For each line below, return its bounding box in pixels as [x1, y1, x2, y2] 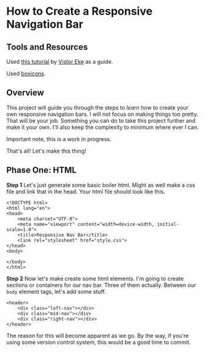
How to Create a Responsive [6, 4, 153, 18]
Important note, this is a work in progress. [6, 135, 112, 142]
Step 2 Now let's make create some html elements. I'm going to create [6, 275, 184, 282]
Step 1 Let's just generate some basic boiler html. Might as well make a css [6, 181, 196, 188]
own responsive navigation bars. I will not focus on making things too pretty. [6, 110, 199, 118]
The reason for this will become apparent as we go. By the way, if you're [6, 332, 189, 339]
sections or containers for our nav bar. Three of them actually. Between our [6, 281, 196, 289]
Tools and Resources [6, 42, 88, 52]
